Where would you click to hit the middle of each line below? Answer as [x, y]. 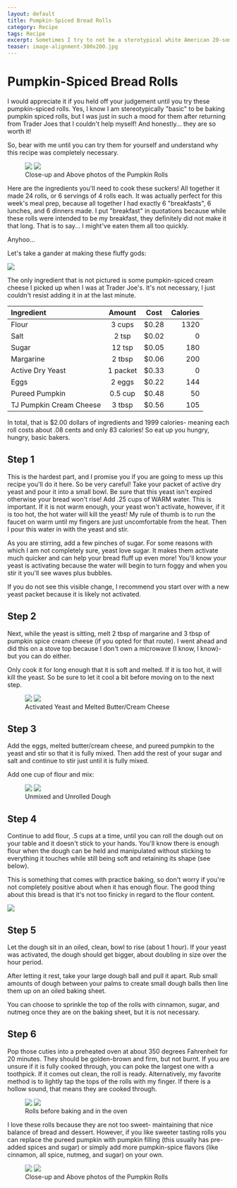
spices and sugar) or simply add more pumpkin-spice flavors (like [123, 1147]
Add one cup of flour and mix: [51, 775]
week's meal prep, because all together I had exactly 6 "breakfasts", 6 [109, 203]
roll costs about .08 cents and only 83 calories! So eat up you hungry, [108, 430]
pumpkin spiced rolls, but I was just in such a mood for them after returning [116, 116]
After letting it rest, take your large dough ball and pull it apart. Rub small [113, 976]
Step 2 [22, 617]
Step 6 [22, 1034]
